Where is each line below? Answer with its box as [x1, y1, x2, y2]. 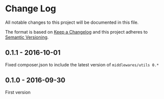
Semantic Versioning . [5, 34, 49, 40]
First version [5, 89, 31, 95]
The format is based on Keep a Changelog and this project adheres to [5, 29, 148, 35]
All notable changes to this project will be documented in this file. [5, 19, 139, 25]
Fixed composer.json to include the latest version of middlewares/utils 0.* [5, 61, 159, 67]
